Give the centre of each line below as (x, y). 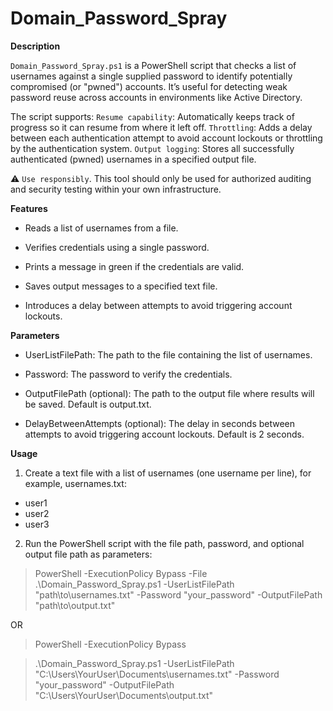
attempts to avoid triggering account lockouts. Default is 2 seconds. (164, 434)
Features (29, 208)
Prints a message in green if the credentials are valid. (134, 266)
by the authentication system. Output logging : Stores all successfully (152, 148)
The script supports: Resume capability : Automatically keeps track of (152, 116)
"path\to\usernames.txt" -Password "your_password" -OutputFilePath (178, 594)
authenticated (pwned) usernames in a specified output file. (133, 159)
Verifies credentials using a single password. (117, 247)
